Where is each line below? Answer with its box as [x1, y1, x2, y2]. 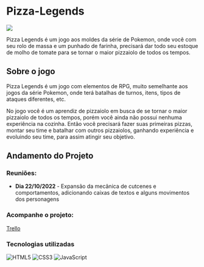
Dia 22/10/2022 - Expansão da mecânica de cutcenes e [15, 182, 157, 190]
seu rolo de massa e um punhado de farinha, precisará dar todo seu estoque [6, 42, 199, 49]
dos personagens [15, 196, 60, 203]
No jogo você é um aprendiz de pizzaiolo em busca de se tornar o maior [6, 107, 188, 114]
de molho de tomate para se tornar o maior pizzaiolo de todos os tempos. [6, 49, 191, 56]
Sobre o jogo [6, 66, 55, 77]
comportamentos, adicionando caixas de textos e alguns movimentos [15, 189, 190, 196]
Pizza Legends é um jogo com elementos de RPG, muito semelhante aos [6, 82, 188, 89]
